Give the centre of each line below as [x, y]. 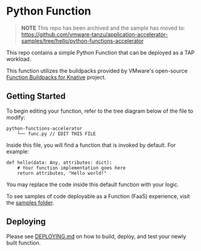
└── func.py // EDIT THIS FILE [57, 134]
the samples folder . [30, 202]
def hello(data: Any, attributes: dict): [59, 162]
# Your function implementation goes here [71, 168]
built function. [24, 243]
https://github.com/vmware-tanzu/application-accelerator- [94, 34]
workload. [19, 59]
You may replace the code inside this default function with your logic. [93, 184]
